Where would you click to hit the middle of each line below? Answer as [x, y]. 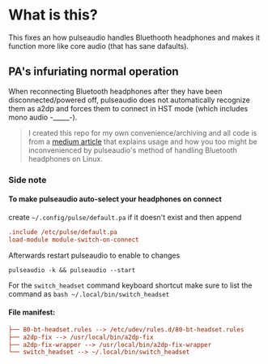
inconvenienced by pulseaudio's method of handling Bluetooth [132, 150]
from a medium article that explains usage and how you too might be [143, 141]
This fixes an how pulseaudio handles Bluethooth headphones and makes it [134, 37]
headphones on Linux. [65, 158]
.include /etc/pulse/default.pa [63, 232]
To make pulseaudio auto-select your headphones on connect [115, 199]
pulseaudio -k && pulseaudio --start [72, 270]
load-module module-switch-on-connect [74, 240]
